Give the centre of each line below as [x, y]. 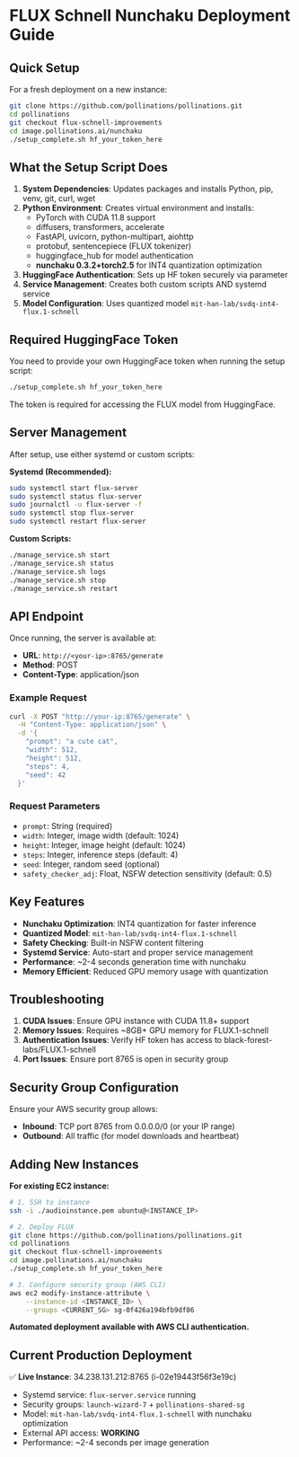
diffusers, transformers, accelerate [100, 227]
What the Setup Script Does [88, 167]
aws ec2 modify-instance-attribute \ [80, 1293]
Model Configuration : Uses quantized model [106, 304]
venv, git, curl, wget [59, 199]
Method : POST [50, 665]
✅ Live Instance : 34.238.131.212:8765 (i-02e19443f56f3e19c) [123, 1377]
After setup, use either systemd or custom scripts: [102, 454]
